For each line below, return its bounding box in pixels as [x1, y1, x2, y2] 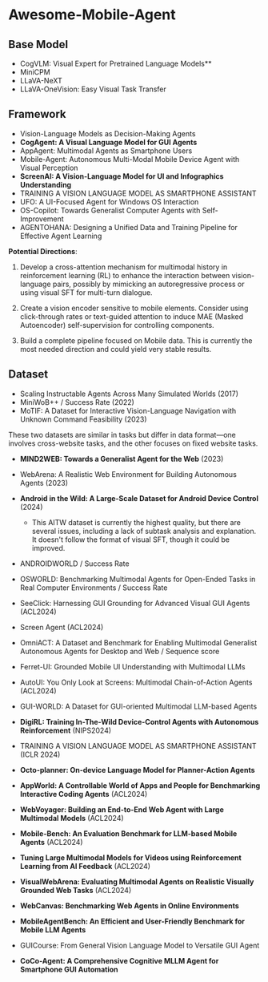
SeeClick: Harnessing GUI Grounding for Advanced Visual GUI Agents [19, 598, 250, 608]
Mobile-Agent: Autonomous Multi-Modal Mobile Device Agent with [19, 154, 240, 164]
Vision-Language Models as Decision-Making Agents [19, 128, 196, 138]
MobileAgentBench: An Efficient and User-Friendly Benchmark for [19, 916, 246, 926]
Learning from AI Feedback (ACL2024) [19, 861, 150, 871]
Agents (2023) [19, 478, 69, 487]
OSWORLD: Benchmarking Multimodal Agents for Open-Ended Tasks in [19, 574, 256, 584]
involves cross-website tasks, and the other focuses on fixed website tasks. [8, 438, 258, 448]
